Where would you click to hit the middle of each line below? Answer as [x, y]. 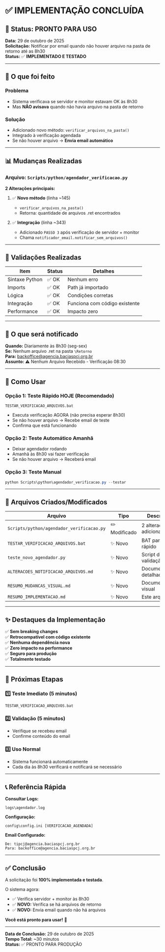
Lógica [15, 296]
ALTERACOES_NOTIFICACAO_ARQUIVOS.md [50, 572]
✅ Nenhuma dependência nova [38, 643]
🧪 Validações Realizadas [43, 258]
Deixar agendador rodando [40, 449]
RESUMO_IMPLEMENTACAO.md [37, 597]
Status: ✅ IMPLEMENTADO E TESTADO [46, 56]
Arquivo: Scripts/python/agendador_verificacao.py [66, 178]
